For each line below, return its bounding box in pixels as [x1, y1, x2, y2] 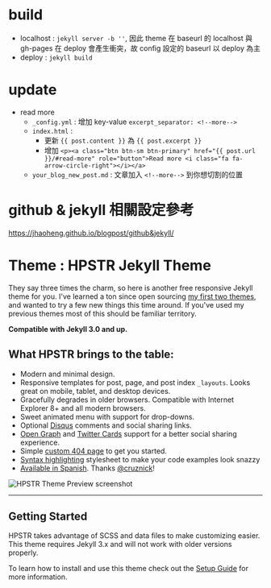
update [8, 81, 57, 99]
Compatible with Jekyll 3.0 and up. [8, 324, 127, 333]
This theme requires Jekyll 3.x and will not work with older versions [8, 540, 232, 549]
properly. [8, 548, 39, 557]
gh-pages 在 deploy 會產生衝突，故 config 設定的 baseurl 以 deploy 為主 [19, 43, 261, 53]
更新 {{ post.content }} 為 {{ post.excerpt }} [44, 135, 202, 145]
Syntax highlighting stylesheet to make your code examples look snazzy [19, 454, 261, 464]
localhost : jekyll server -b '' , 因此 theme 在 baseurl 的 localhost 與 [19, 33, 252, 43]
